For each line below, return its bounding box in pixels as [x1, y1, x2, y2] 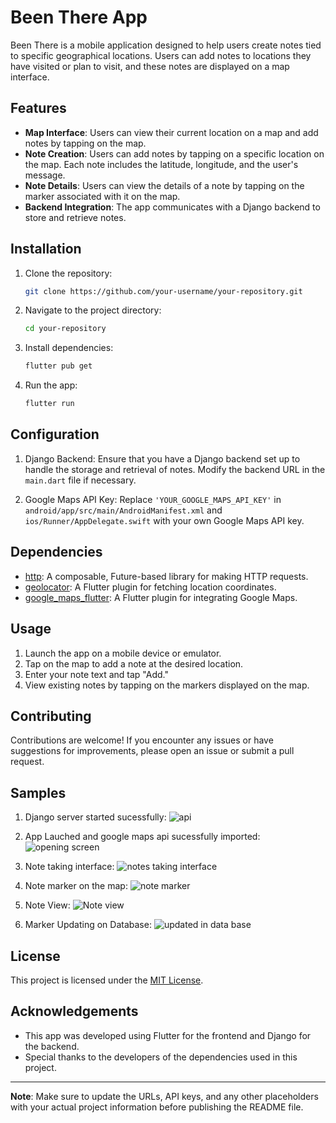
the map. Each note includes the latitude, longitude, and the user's [24, 158, 299, 170]
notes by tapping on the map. [24, 137, 147, 149]
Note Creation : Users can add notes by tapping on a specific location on [24, 147, 325, 160]
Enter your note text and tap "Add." [24, 668, 169, 680]
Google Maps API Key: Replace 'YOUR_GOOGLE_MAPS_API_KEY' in [24, 493, 282, 505]
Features [10, 100, 67, 117]
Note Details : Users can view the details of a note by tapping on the [24, 179, 305, 191]
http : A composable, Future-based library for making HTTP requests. [24, 570, 309, 582]
